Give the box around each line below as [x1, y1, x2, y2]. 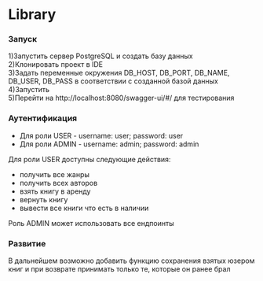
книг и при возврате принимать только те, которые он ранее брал [8, 264, 231, 274]
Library [8, 6, 57, 24]
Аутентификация [8, 113, 78, 124]
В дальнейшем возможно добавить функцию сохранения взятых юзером [8, 256, 255, 265]
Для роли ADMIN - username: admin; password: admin [19, 139, 199, 149]
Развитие [8, 238, 46, 249]
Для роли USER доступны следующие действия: [8, 154, 171, 164]
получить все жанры [19, 169, 90, 179]
